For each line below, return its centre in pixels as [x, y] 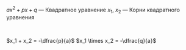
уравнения [20, 17]
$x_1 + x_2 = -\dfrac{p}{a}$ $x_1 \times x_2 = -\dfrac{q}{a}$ [81, 41]
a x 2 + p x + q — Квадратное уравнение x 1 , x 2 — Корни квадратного [93, 10]
